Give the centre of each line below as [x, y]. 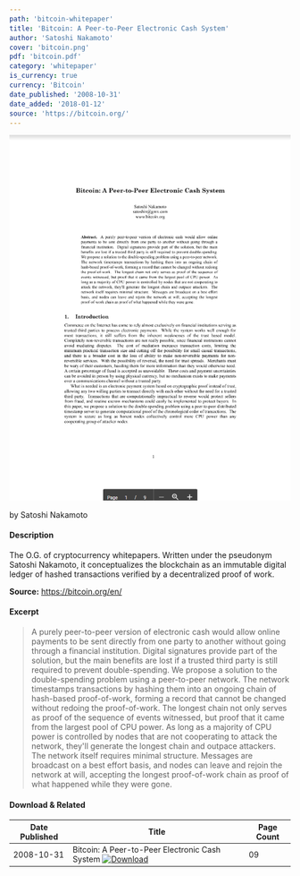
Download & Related [48, 804]
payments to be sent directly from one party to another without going [158, 641]
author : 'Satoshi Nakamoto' [62, 38]
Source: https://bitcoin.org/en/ [66, 591]
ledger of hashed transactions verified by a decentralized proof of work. [142, 574]
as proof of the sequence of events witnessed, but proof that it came [158, 717]
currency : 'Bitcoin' [48, 85]
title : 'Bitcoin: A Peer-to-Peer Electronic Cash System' [119, 28]
